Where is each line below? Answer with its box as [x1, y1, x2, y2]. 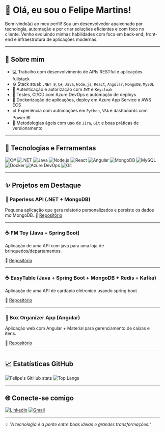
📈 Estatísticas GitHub [5, 360, 74, 368]
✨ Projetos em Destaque [5, 181, 81, 189]
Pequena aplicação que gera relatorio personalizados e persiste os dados [5, 207, 154, 213]
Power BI [12, 114, 31, 120]
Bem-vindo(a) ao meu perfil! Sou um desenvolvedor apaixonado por [5, 21, 143, 27]
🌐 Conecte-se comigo [5, 394, 74, 402]
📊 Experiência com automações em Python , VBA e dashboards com [12, 107, 148, 113]
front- [145, 31, 158, 37]
